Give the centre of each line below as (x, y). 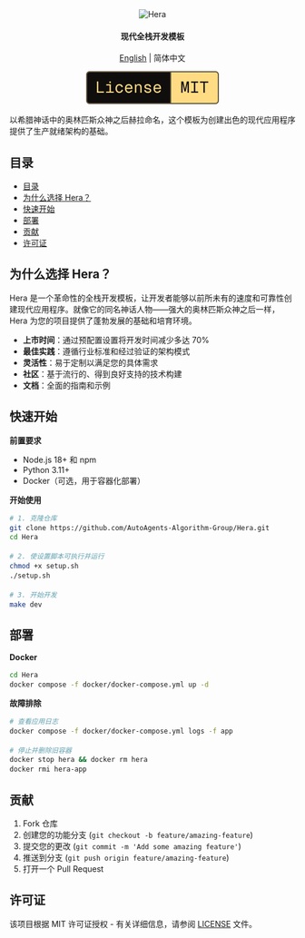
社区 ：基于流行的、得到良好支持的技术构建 (102, 374)
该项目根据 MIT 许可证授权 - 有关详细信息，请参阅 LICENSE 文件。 (133, 923)
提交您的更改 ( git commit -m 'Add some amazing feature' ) (132, 846)
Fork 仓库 (40, 824)
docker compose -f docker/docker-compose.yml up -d (109, 685)
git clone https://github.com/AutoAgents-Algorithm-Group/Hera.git (140, 528)
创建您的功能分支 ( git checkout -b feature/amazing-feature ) (138, 835)
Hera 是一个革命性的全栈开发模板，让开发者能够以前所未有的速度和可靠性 (147, 298)
